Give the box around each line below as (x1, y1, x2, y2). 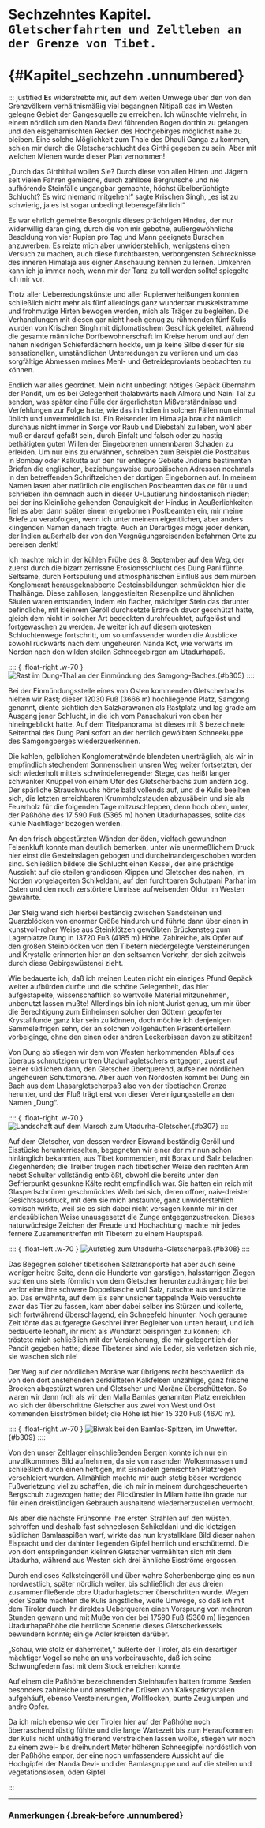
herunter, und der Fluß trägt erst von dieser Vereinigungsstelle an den (8, 1089, 235, 1098)
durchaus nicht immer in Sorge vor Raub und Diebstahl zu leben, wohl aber (8, 422, 252, 432)
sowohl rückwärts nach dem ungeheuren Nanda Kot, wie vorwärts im (8, 638, 233, 648)
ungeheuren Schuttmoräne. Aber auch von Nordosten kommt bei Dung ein (8, 1072, 250, 1082)
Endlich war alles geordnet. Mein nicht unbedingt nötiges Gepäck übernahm (8, 380, 256, 390)
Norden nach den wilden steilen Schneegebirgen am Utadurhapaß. (8, 647, 226, 656)
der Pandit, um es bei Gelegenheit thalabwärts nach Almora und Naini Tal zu (8, 388, 256, 398)
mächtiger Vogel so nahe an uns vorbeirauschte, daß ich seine (8, 1653, 211, 1662)
